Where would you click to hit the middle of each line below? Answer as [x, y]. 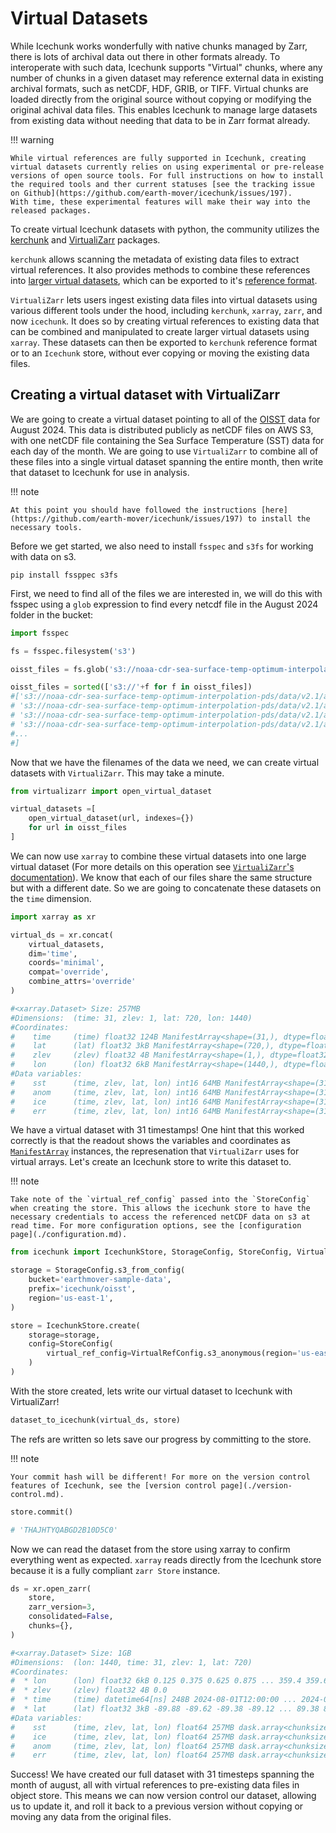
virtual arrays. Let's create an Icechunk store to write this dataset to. [151, 1162]
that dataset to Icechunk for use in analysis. [100, 472]
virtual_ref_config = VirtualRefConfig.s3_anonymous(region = [172, 1353]
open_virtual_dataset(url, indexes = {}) [111, 818]
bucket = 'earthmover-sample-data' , [100, 1280]
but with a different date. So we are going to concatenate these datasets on [166, 888]
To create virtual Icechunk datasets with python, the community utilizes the [165, 229]
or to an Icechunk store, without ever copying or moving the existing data [160, 353]
